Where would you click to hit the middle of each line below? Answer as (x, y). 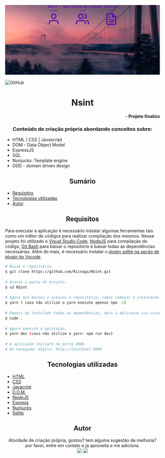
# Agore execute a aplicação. (36, 328)
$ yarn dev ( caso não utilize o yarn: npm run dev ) (59, 334)
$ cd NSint (16, 287)
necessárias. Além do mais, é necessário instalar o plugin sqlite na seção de (82, 252)
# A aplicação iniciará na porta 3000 (45, 344)
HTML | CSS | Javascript (37, 140)
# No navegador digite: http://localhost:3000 (54, 350)
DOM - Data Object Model (39, 145)
